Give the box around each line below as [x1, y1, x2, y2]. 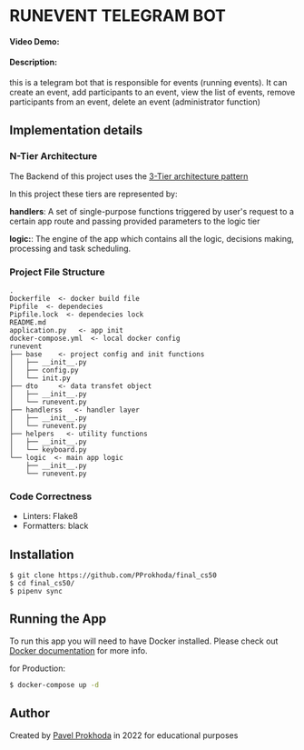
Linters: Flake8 [22, 511, 79, 522]
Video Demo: [9, 35, 60, 46]
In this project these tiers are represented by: [9, 188, 178, 199]
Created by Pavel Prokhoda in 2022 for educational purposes [9, 729, 239, 741]
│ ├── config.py [9, 365, 79, 375]
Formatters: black [22, 520, 89, 532]
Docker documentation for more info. [9, 645, 148, 655]
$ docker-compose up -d [9, 680, 100, 689]
